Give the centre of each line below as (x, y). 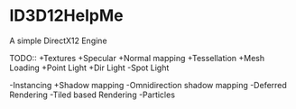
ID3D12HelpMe (66, 16)
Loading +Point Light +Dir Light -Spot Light (89, 68)
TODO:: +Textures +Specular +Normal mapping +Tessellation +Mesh (137, 58)
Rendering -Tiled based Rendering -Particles (92, 95)
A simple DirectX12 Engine (58, 41)
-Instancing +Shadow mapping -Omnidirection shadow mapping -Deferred (148, 85)
